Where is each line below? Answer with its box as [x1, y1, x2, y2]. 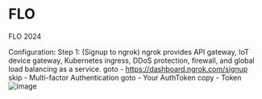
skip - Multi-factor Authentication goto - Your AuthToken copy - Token [8, 72, 242, 82]
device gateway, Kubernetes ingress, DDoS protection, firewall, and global [8, 56, 256, 65]
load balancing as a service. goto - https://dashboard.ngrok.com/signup [8, 64, 248, 73]
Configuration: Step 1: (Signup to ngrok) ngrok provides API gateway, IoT [8, 47, 250, 56]
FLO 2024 [8, 31, 42, 41]
